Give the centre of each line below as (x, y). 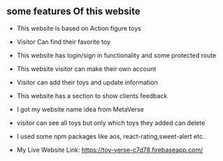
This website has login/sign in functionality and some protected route (116, 55)
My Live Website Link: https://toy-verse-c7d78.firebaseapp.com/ (110, 150)
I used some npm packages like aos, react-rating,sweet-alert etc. (110, 136)
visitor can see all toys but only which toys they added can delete (111, 123)
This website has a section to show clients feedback (92, 95)
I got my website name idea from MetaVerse (80, 109)
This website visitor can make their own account (86, 68)
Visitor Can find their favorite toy (64, 42)
